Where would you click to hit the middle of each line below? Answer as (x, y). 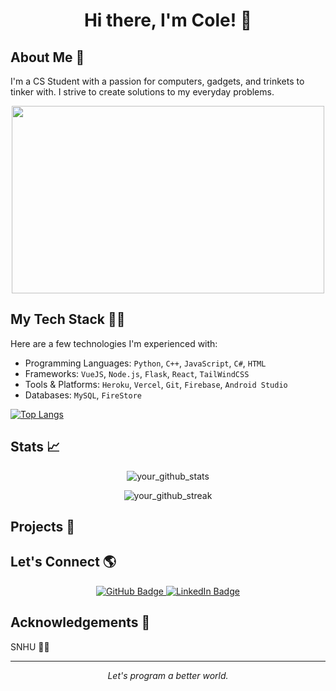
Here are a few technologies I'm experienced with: (114, 343)
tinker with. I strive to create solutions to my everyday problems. (142, 92)
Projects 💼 (43, 527)
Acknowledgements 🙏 (80, 622)
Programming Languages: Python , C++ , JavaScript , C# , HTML (145, 363)
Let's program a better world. (168, 675)
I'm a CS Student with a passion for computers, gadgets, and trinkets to (157, 81)
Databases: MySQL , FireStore (83, 395)
